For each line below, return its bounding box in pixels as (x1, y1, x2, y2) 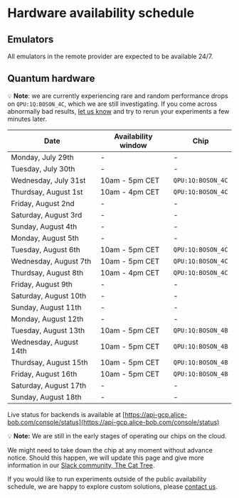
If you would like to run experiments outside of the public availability (7, 475, 207, 483)
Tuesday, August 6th (11, 244, 80, 254)
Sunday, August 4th (11, 222, 78, 232)
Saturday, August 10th (11, 291, 87, 301)
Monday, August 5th (11, 233, 80, 243)
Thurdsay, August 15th (11, 357, 88, 367)
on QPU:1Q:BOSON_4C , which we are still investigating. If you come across (7, 99, 218, 108)
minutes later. (7, 114, 48, 123)
